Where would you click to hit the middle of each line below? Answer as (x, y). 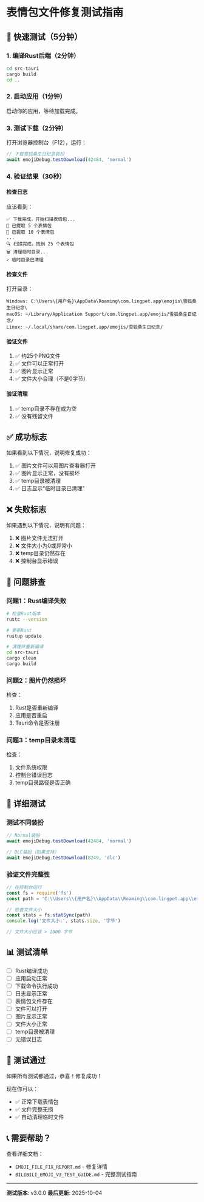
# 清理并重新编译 (25, 647)
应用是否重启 (31, 715)
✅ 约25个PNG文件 (38, 356)
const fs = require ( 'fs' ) (39, 893)
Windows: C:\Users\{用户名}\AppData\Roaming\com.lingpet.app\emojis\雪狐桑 (101, 301)
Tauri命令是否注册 (37, 723)
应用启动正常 (31, 978)
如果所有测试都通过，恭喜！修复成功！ (54, 1076)
